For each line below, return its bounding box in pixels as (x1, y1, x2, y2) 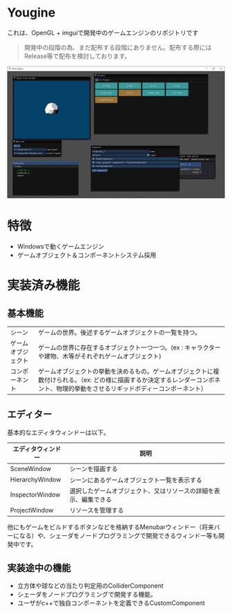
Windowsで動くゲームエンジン (17, 242, 105, 251)
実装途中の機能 (7, 562, 71, 574)
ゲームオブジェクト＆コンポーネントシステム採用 (17, 251, 157, 260)
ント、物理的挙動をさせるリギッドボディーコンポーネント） (37, 385, 207, 393)
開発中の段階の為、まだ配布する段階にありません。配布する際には (23, 43, 212, 51)
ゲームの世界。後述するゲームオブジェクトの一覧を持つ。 (37, 328, 202, 336)
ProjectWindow (10, 506, 54, 514)
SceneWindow (10, 464, 52, 472)
